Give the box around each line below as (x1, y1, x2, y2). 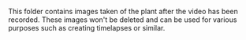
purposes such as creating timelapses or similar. (8, 24, 166, 32)
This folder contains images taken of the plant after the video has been (8, 7, 238, 16)
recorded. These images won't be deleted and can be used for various (8, 15, 237, 24)
